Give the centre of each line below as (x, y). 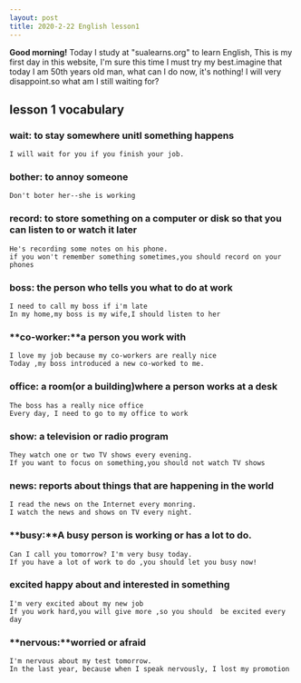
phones (22, 264)
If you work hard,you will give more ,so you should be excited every (147, 611)
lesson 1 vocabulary (67, 109)
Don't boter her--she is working (73, 196)
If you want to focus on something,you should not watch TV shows (137, 463)
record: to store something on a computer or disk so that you (146, 219)
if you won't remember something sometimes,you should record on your (146, 257)
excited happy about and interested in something (120, 585)
